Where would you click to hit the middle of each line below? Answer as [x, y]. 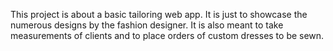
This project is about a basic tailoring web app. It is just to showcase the [159, 14]
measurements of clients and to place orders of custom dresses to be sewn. [167, 35]
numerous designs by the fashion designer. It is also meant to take [147, 25]
